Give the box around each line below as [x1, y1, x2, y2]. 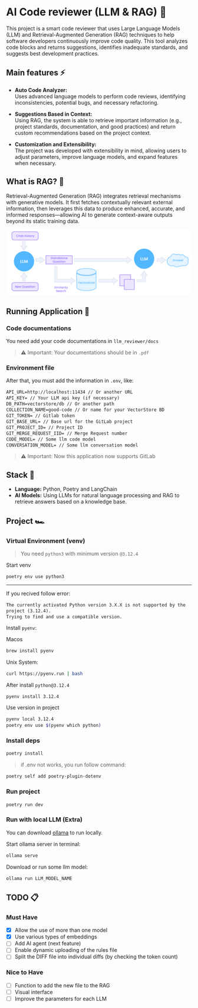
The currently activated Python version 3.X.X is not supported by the [6, 602, 186, 608]
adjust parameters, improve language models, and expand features [14, 153, 178, 160]
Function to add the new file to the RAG [14, 981, 110, 989]
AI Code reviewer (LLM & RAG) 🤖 [6, 5, 167, 19]
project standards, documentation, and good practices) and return [14, 123, 176, 130]
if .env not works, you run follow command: [20, 761, 126, 768]
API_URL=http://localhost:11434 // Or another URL [6, 389, 133, 395]
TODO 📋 [6, 892, 39, 902]
